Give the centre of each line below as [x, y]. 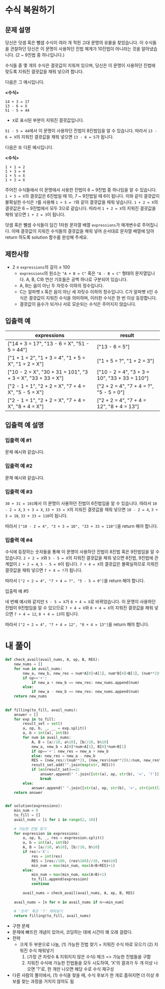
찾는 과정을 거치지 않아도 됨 [48, 982]
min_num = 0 [26, 811]
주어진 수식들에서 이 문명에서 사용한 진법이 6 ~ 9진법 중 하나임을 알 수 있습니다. [81, 190]
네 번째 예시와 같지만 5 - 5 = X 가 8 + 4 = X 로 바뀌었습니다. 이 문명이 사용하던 [81, 602]
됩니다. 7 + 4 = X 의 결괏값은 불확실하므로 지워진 [112, 564]
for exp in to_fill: [35, 719]
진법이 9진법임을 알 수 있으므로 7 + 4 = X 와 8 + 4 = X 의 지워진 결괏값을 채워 [79, 608]
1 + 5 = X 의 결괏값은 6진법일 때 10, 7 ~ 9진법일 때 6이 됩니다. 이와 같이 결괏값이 [82, 196]
